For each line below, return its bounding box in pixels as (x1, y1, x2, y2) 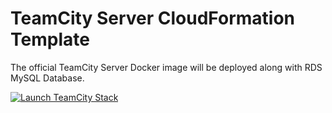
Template (10, 28, 90, 51)
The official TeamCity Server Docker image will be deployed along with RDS (10, 61, 323, 73)
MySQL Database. (10, 72, 85, 84)
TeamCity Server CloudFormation (10, 7, 295, 30)
